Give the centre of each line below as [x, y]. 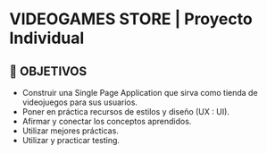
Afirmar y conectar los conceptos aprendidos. [107, 121]
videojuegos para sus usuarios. [80, 102]
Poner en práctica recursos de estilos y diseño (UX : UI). [126, 111]
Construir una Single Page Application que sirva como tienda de [140, 93]
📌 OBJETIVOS [48, 71]
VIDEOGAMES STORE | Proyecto [131, 19]
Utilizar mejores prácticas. [70, 131]
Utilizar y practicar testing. [71, 140]
